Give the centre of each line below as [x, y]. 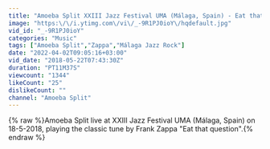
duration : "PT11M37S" [45, 68]
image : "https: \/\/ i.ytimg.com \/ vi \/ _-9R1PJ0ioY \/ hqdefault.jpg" [120, 23]
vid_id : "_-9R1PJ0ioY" [46, 30]
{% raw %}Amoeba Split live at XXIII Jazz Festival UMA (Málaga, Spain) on [132, 120]
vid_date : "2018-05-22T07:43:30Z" [66, 61]
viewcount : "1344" [39, 75]
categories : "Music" [43, 38]
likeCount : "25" [35, 83]
